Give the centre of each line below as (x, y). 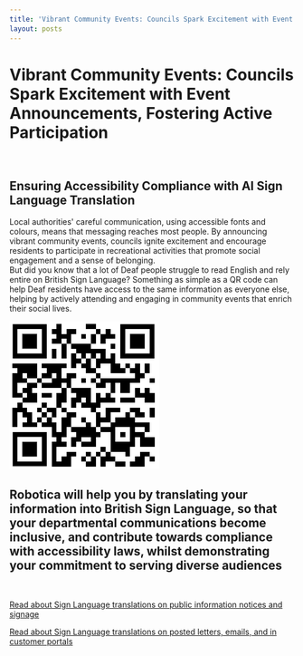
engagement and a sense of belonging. (82, 260)
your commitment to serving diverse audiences (146, 565)
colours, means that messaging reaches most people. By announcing (138, 232)
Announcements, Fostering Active (141, 113)
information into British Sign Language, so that (143, 509)
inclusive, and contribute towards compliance (141, 537)
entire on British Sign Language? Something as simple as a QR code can (144, 280)
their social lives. (41, 309)
